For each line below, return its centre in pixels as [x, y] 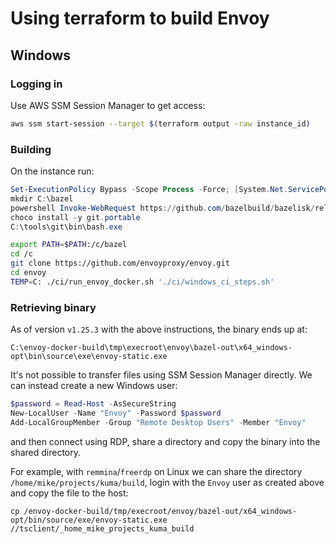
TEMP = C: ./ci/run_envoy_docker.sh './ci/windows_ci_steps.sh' [142, 282]
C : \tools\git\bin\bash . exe [66, 227]
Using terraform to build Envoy [140, 18]
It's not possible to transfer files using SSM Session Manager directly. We [161, 375]
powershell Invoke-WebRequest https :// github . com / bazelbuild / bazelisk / [162, 208]
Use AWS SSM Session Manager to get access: [108, 105]
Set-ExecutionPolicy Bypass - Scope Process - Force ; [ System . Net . [149, 190]
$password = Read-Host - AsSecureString [93, 404]
